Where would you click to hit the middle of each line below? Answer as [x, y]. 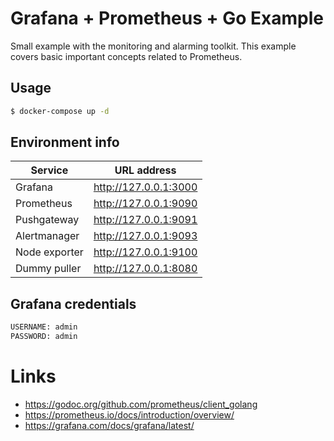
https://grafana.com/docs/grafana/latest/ [109, 425]
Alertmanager [47, 236]
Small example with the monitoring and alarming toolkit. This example [153, 46]
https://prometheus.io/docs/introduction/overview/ [129, 414]
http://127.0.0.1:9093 [145, 236]
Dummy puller [48, 269]
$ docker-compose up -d [60, 111]
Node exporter [49, 252]
